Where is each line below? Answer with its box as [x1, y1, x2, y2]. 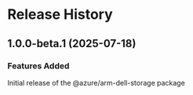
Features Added [7, 60, 70, 71]
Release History [7, 5, 113, 24]
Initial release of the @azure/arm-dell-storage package [7, 78, 185, 87]
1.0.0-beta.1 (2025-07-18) [7, 37, 137, 50]
